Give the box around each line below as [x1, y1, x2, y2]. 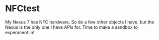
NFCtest [5, 3, 40, 14]
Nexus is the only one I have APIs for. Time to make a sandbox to [5, 24, 138, 30]
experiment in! [5, 29, 35, 35]
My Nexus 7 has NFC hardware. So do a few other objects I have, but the [5, 19, 155, 25]
